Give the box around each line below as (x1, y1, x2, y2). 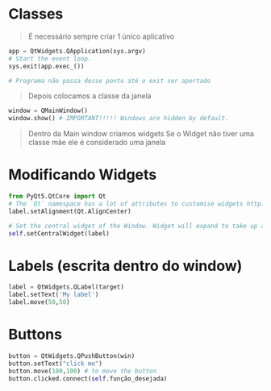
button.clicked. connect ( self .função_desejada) (8, 374, 168, 383)
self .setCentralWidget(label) (8, 229, 110, 238)
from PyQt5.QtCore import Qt (8, 193, 106, 201)
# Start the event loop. (8, 54, 92, 63)
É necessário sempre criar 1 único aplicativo (27, 31, 175, 41)
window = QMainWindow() (8, 106, 89, 115)
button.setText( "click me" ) (8, 360, 103, 368)
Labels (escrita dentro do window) (8, 256, 243, 275)
